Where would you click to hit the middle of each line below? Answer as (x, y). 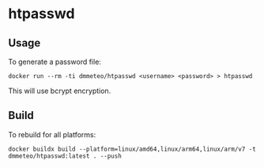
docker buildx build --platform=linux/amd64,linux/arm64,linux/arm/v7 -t (132, 149)
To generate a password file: (55, 62)
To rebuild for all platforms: (52, 134)
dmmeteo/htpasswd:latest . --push (65, 156)
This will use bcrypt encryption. (60, 91)
